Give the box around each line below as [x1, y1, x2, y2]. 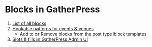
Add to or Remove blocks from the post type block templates [19, 31, 147, 37]
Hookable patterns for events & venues [12, 25, 94, 31]
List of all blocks [12, 20, 47, 26]
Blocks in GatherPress [5, 4, 100, 15]
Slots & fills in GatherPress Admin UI [12, 36, 88, 42]
